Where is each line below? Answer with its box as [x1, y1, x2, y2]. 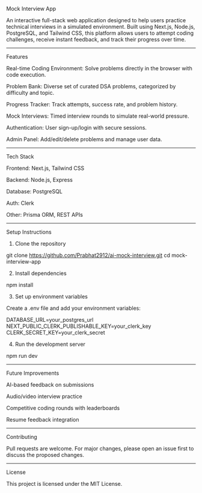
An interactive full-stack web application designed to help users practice [6, 17, 186, 23]
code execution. [6, 71, 46, 78]
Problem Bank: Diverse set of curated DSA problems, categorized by [6, 83, 176, 89]
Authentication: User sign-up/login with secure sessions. [6, 124, 147, 131]
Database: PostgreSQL [6, 188, 63, 195]
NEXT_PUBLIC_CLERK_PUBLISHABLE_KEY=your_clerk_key [6, 322, 151, 330]
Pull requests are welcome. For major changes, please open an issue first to [6, 445, 194, 452]
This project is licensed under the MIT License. [6, 480, 123, 487]
